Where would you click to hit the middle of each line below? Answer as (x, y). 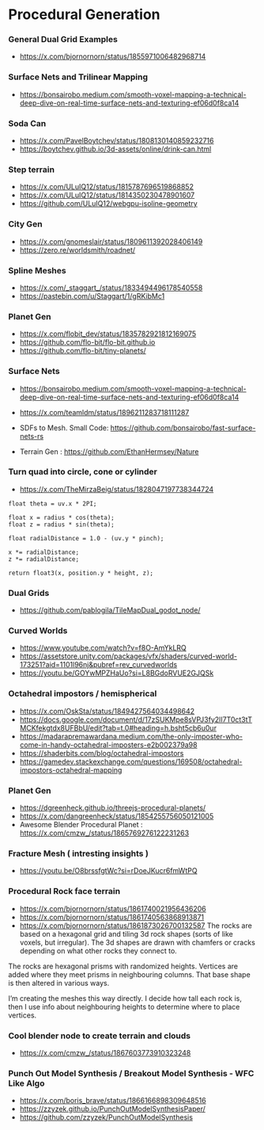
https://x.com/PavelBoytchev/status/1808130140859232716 (117, 141)
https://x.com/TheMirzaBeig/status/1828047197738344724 (117, 489)
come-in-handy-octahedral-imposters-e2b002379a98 (108, 744)
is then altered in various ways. (59, 983)
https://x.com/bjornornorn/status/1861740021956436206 (113, 908)
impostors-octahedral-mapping (71, 769)
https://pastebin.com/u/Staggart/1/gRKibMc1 (92, 296)
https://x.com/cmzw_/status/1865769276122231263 (104, 833)
